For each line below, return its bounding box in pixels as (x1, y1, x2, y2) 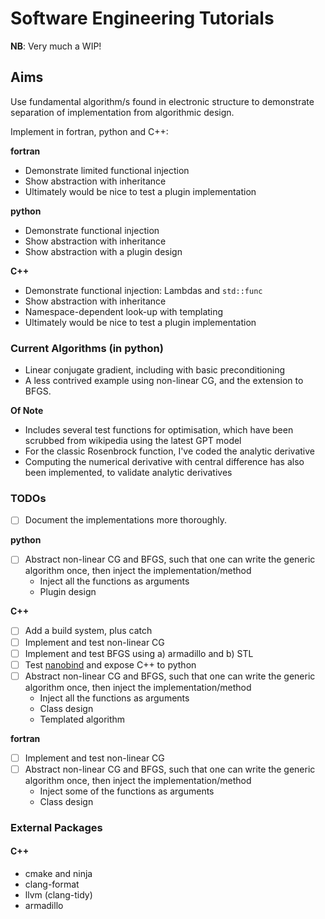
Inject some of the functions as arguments (39, 785, 215, 797)
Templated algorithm (39, 713, 126, 725)
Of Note (10, 405, 44, 417)
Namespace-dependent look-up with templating (24, 305, 224, 317)
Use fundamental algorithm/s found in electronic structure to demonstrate (10, 95, 315, 107)
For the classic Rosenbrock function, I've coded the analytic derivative (24, 445, 316, 457)
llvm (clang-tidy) (24, 889, 93, 901)
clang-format (24, 878, 80, 891)
